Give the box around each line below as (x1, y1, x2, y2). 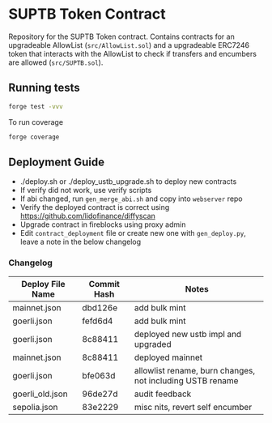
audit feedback (134, 388, 192, 399)
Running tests (8, 81, 81, 95)
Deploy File (21, 278, 66, 289)
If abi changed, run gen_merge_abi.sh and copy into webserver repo (19, 194, 243, 203)
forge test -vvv (8, 102, 63, 110)
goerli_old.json (12, 388, 68, 399)
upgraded (134, 338, 172, 349)
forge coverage (8, 133, 60, 141)
